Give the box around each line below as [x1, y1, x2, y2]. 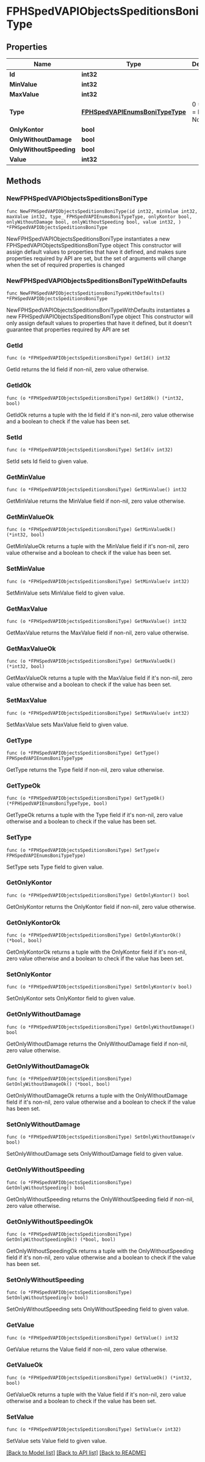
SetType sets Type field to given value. [6, 863, 104, 870]
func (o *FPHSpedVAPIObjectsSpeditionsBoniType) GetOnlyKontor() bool [6, 892, 190, 899]
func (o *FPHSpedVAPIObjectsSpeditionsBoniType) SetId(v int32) [6, 447, 173, 453]
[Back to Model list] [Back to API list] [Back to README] [6, 1449, 146, 1456]
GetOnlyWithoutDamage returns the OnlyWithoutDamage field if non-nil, [6, 1040, 188, 1047]
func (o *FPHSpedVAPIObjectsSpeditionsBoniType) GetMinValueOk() [6, 527, 176, 533]
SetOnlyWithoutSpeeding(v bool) [6, 1295, 88, 1301]
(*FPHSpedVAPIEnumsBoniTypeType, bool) [6, 801, 108, 807]
